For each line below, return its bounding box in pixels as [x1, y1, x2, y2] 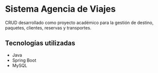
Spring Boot [12, 57, 37, 63]
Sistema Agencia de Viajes [5, 3, 116, 15]
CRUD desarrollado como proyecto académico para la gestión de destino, [5, 20, 154, 25]
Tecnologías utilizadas [5, 39, 75, 48]
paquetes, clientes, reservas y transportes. [5, 24, 91, 30]
